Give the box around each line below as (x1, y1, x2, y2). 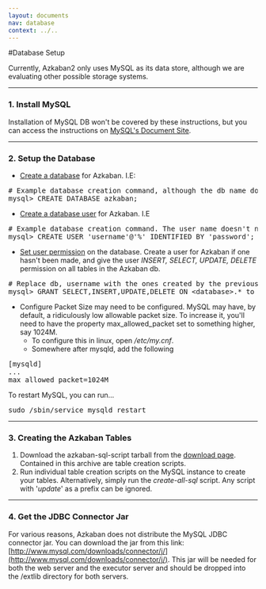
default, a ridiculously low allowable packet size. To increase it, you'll (19, 310, 245, 319)
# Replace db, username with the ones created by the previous (8, 279, 259, 288)
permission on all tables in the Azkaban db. (19, 263, 161, 273)
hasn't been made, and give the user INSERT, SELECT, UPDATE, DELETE (19, 255, 257, 265)
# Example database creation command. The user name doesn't (8, 224, 251, 233)
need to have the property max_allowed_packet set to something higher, (19, 319, 256, 328)
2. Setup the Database (8, 152, 96, 163)
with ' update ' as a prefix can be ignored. (19, 484, 153, 494)
